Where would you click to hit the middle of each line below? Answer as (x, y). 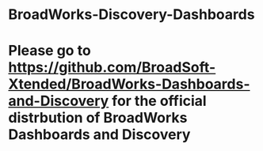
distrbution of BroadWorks (98, 118)
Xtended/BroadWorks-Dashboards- (129, 84)
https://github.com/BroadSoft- (112, 68)
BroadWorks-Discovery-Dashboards (131, 15)
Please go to (50, 51)
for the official (160, 101)
